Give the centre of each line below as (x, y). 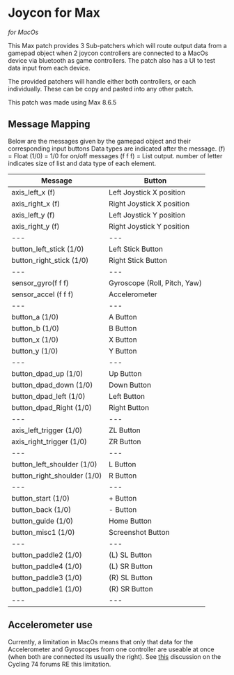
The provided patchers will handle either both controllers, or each (102, 81)
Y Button (123, 351)
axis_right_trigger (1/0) (49, 441)
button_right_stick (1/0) (50, 260)
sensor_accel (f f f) (42, 294)
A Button (123, 317)
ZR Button (125, 441)
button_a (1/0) (35, 317)
